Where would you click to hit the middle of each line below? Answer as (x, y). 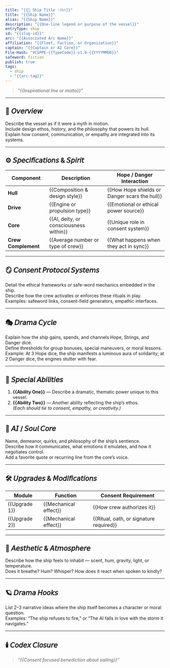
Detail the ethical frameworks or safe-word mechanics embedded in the (80, 285)
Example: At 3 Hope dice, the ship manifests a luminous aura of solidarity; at (85, 354)
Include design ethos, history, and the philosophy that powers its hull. (78, 129)
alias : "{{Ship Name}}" (30, 19)
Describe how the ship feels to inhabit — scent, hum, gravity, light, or (77, 561)
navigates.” (17, 624)
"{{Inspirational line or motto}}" (50, 90)
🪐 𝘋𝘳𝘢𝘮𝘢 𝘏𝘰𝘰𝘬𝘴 (32, 593)
